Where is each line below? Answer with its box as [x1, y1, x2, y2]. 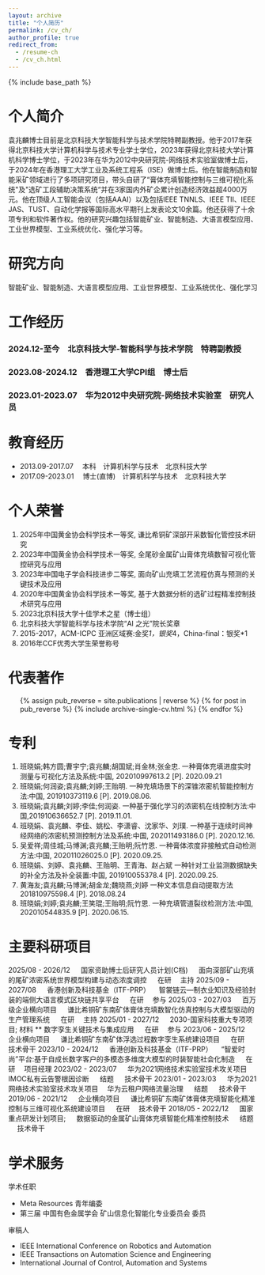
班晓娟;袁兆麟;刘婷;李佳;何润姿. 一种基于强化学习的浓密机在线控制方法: [19, 801, 249, 811]
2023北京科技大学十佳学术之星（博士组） [19, 608, 156, 618]
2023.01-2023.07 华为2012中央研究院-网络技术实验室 [8, 389, 222, 400]
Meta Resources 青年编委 [19, 1199, 103, 1209]
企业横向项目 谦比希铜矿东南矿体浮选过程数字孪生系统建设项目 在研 [8, 1035, 245, 1044]
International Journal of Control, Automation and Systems [19, 1258, 207, 1268]
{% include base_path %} [8, 77, 92, 87]
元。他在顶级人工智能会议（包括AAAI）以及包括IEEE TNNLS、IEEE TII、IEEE [8, 195, 256, 204]
